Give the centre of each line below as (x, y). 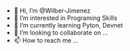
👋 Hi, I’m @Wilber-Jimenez (52, 11)
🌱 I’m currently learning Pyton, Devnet (68, 25)
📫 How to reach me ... (46, 40)
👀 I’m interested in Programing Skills (65, 18)
